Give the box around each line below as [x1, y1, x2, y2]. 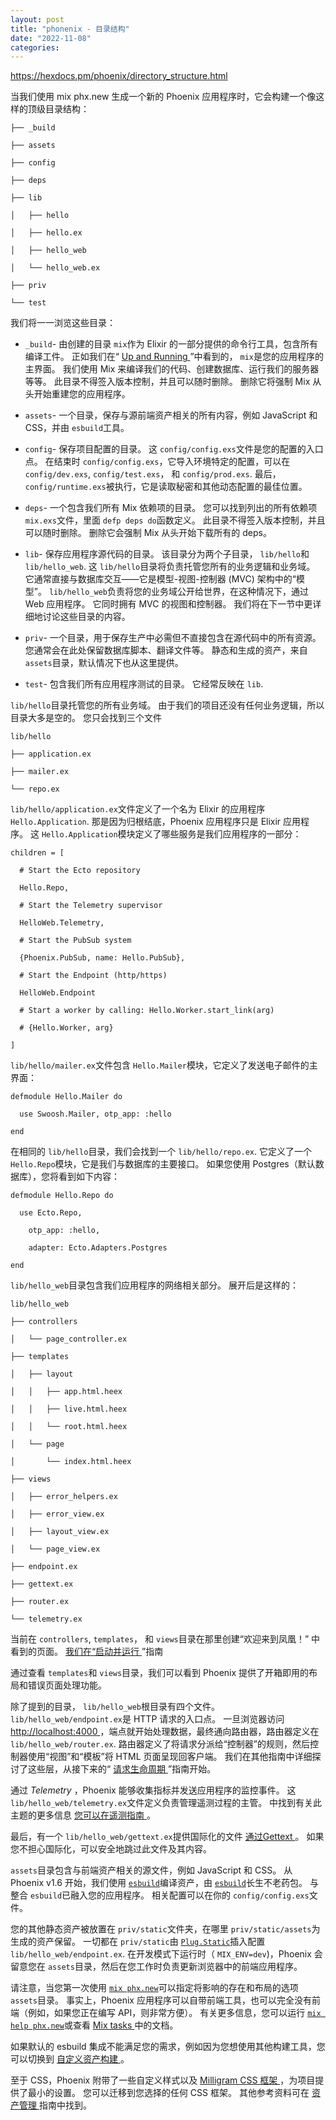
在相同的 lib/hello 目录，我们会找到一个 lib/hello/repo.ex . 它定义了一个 [10, 1146, 312, 1158]
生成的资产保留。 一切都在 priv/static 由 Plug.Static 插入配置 [10, 1936, 266, 1948]
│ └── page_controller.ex [10, 1334, 128, 1345]
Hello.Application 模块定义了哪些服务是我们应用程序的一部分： [41, 828, 302, 840]
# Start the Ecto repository [19, 866, 141, 876]
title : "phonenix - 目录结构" [10, 24, 130, 34]
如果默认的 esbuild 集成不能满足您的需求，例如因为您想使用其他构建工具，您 [10, 2041, 326, 2053]
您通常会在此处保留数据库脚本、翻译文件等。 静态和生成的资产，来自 [24, 644, 308, 656]
